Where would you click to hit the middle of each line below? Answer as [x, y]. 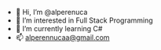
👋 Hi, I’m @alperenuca [51, 12]
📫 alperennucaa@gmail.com [62, 37]
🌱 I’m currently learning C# [59, 29]
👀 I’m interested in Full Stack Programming [84, 20]
